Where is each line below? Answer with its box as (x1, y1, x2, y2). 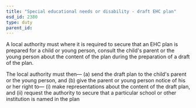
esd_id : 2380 (6, 14, 38, 20)
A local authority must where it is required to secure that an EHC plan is (6, 41, 178, 48)
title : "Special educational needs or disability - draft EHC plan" (6, 8, 177, 15)
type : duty (6, 19, 33, 25)
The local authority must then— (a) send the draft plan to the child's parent (6, 71, 187, 78)
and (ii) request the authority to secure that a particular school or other (6, 89, 177, 96)
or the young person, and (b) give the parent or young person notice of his (6, 77, 186, 84)
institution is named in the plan (6, 96, 80, 103)
